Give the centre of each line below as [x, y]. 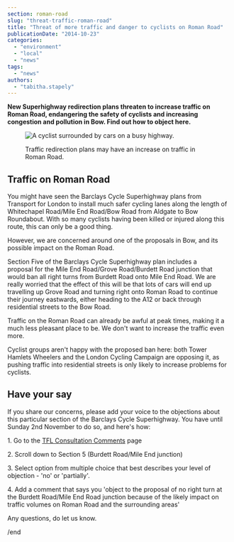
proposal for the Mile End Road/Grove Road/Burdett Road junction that [110, 269]
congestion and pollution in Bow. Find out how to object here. [99, 122]
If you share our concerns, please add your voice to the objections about [113, 411]
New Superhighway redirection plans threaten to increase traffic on [109, 107]
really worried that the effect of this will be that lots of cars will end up [110, 284]
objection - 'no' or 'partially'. [49, 475]
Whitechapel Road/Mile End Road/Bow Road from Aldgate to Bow [103, 212]
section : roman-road [38, 14]
